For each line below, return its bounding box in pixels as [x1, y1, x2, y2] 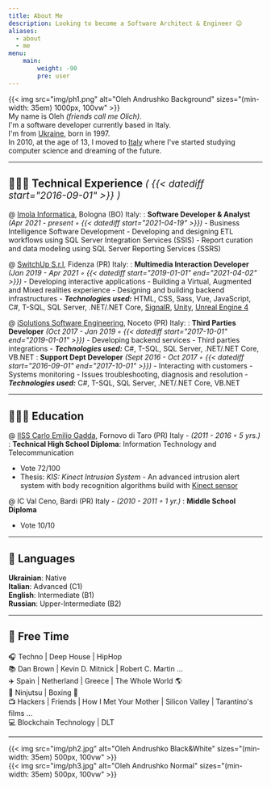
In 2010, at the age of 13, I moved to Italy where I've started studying [8, 137, 236, 146]
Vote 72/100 [19, 464, 60, 473]
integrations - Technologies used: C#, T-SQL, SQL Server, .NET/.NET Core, [8, 344, 260, 354]
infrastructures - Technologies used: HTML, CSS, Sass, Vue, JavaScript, [8, 294, 252, 304]
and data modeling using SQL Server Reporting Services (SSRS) [8, 244, 222, 254]
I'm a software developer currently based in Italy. [8, 120, 172, 129]
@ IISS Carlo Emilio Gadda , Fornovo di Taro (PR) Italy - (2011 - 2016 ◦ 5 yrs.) [8, 431, 261, 440]
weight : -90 [37, 65, 78, 73]
